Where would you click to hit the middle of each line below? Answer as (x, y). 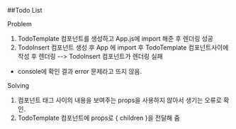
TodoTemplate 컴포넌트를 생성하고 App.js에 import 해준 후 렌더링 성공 (116, 39)
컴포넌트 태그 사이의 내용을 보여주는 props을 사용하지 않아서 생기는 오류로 (119, 100)
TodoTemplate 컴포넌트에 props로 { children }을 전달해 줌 (99, 118)
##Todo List (25, 10)
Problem (19, 24)
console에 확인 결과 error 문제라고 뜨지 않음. (80, 71)
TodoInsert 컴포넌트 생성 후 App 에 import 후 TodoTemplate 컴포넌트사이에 (123, 47)
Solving (18, 85)
